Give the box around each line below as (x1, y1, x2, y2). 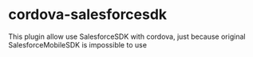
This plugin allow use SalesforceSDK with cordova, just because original (8, 32, 246, 41)
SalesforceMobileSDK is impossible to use (8, 40, 148, 49)
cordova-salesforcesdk (8, 6, 168, 24)
